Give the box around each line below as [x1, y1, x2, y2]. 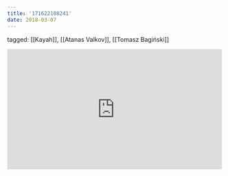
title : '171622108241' [7, 10, 72, 17]
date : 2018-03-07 [7, 16, 57, 23]
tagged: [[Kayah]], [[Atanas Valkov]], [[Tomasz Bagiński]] [7, 35, 170, 43]
